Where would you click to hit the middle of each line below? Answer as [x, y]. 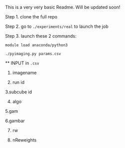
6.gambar [15, 121]
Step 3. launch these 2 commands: [41, 36]
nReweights [24, 140]
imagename [24, 73]
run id [18, 82]
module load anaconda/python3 [37, 45]
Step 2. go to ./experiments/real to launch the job [57, 26]
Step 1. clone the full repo [31, 17]
